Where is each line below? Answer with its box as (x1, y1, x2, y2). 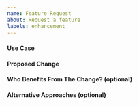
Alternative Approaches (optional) (7, 90, 107, 99)
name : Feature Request (7, 10, 72, 17)
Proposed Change (7, 59, 59, 68)
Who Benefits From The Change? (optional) (7, 75, 133, 83)
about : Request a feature (7, 16, 80, 23)
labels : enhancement (7, 23, 66, 29)
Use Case (7, 44, 35, 52)
